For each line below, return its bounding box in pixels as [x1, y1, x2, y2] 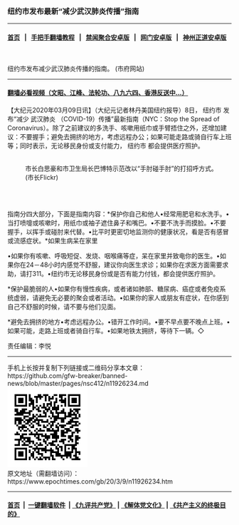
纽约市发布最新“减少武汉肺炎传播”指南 [7, 6, 139, 16]
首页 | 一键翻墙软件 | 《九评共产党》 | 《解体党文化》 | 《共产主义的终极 [7, 501, 221, 509]
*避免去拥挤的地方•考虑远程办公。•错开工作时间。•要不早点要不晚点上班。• [7, 317, 230, 326]
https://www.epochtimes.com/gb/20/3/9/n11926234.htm [7, 476, 173, 486]
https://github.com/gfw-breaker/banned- [7, 371, 128, 379]
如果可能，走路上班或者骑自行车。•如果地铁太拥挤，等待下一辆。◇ [7, 326, 205, 335]
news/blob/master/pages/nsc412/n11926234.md [7, 379, 149, 387]
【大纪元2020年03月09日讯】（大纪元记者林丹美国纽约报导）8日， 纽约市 [7, 106, 222, 114]
